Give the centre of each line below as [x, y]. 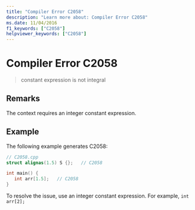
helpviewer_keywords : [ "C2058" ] [46, 34]
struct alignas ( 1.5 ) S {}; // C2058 [54, 163]
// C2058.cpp [22, 157]
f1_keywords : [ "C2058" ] [36, 28]
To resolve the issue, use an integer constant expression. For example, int [97, 196]
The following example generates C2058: [57, 146]
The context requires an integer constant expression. [71, 113]
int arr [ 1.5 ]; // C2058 [46, 179]
